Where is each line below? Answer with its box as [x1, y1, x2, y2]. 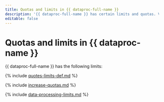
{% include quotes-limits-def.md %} [5, 73, 78, 79]
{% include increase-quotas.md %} [5, 82, 77, 88]
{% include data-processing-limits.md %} [5, 92, 89, 98]
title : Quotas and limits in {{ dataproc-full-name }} [5, 7, 119, 12]
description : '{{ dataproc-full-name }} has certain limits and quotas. [5, 12, 156, 17]
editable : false [5, 16, 38, 21]
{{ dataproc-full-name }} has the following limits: [5, 64, 102, 69]
